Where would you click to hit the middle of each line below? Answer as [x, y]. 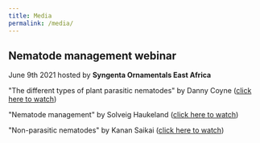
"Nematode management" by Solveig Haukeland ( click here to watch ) [124, 115]
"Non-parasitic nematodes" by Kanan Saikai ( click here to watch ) [116, 130]
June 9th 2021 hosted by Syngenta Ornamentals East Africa [110, 75]
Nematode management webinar [93, 56]
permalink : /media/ [41, 23]
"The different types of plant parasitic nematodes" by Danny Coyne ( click [130, 91]
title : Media [30, 16]
